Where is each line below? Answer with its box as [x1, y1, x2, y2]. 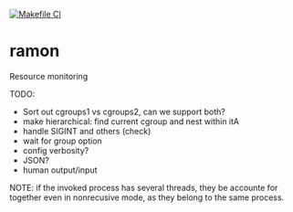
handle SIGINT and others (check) [22, 125, 152, 136]
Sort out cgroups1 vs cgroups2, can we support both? [22, 106, 225, 117]
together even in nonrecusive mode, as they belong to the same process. [9, 192, 285, 203]
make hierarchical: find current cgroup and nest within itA [22, 115, 240, 127]
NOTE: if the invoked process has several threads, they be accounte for [9, 182, 278, 193]
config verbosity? [22, 144, 89, 155]
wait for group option [22, 135, 102, 146]
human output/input [22, 164, 98, 175]
